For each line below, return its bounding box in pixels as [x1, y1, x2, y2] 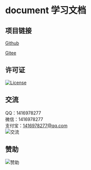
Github [5, 40, 19, 46]
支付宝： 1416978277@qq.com [5, 122, 68, 129]
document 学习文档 [5, 5, 86, 16]
